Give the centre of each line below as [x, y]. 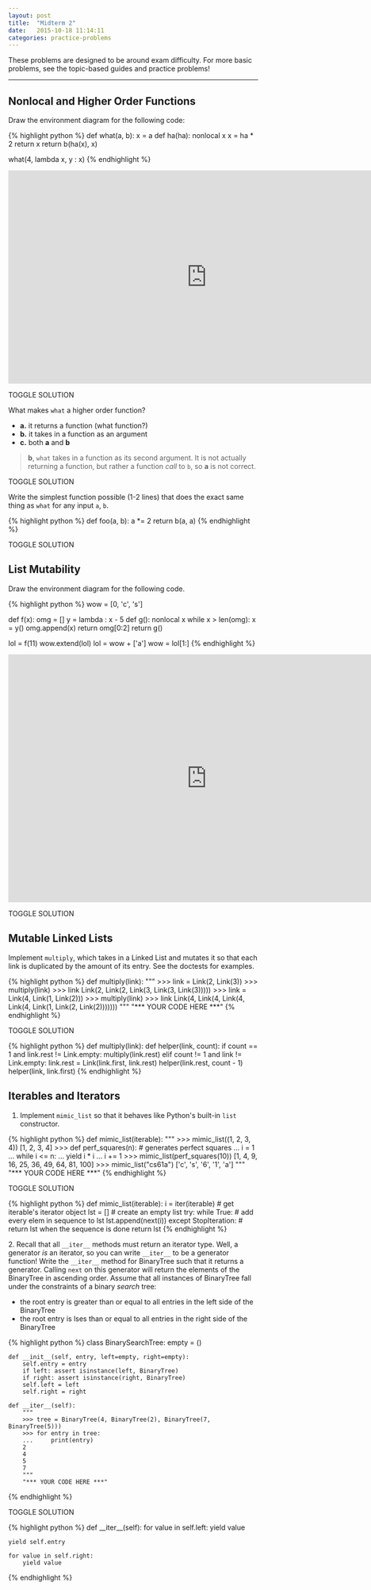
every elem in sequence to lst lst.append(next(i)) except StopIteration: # [126, 1220]
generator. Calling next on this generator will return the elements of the [124, 1269]
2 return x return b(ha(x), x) [53, 144]
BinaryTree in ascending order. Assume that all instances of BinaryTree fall [130, 1277]
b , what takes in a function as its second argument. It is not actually [137, 458]
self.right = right [55, 1392]
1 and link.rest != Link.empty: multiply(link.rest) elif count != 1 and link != [125, 1054]
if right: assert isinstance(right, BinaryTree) [104, 1377]
